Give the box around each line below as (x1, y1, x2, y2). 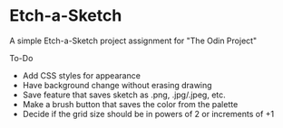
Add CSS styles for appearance (22, 69, 141, 81)
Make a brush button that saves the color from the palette (22, 98, 239, 109)
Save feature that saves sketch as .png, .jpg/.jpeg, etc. (22, 89, 227, 100)
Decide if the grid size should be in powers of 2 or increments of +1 (22, 108, 275, 119)
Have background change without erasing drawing (22, 79, 212, 90)
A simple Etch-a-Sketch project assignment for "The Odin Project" (9, 35, 258, 46)
